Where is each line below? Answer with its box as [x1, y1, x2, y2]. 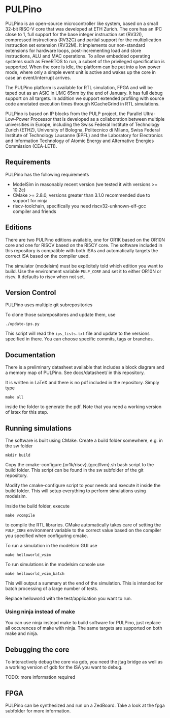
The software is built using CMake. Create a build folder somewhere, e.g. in [5, 437, 163, 443]
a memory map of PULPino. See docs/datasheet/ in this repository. [5, 369, 145, 376]
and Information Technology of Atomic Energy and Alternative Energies [5, 138, 154, 144]
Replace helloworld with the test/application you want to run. [5, 595, 132, 601]
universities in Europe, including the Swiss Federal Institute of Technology [5, 121, 160, 127]
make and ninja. [5, 630, 39, 636]
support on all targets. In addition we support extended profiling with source [5, 95, 164, 101]
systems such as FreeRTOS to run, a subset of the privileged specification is [5, 58, 165, 64]
